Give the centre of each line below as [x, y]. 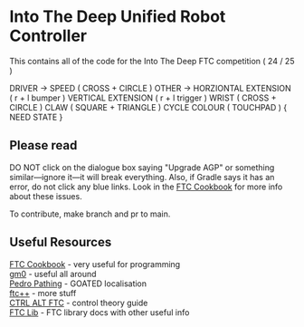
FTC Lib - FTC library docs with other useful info [100, 312]
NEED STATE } [36, 117]
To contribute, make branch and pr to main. [90, 214]
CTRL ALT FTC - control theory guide [79, 303]
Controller [48, 36]
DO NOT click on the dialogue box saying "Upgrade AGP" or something [142, 167]
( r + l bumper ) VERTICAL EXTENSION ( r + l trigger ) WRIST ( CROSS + [143, 98]
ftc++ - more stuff [43, 293]
